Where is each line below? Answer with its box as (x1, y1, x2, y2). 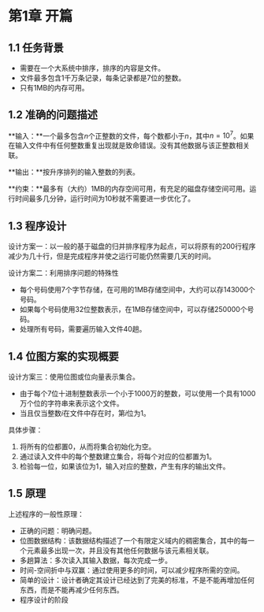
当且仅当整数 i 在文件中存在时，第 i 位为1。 (19, 409, 151, 418)
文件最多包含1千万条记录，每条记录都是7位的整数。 (19, 73, 186, 83)
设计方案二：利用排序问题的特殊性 (8, 269, 119, 278)
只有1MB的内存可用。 (19, 83, 89, 92)
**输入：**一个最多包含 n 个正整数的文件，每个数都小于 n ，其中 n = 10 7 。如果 (8, 129, 255, 140)
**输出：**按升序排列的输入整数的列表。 (8, 167, 140, 177)
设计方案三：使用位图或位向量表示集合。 (8, 372, 139, 382)
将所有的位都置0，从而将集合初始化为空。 (19, 442, 156, 451)
